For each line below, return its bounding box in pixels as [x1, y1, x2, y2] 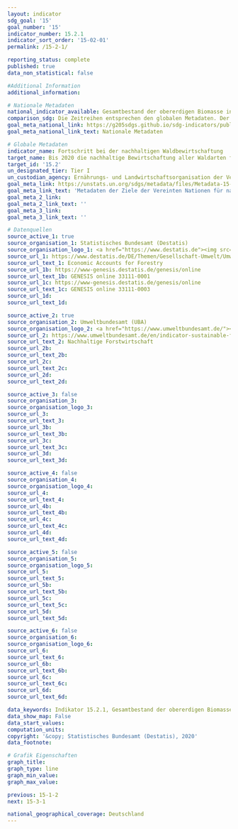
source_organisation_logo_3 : [7, 404, 93, 411]
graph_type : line [7, 765, 59, 772]
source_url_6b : [7, 660, 52, 668]
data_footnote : [7, 739, 52, 747]
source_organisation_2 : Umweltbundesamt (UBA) [7, 318, 147, 325]
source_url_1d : [7, 293, 52, 300]
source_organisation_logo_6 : [7, 641, 93, 648]
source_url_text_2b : [7, 352, 69, 359]
